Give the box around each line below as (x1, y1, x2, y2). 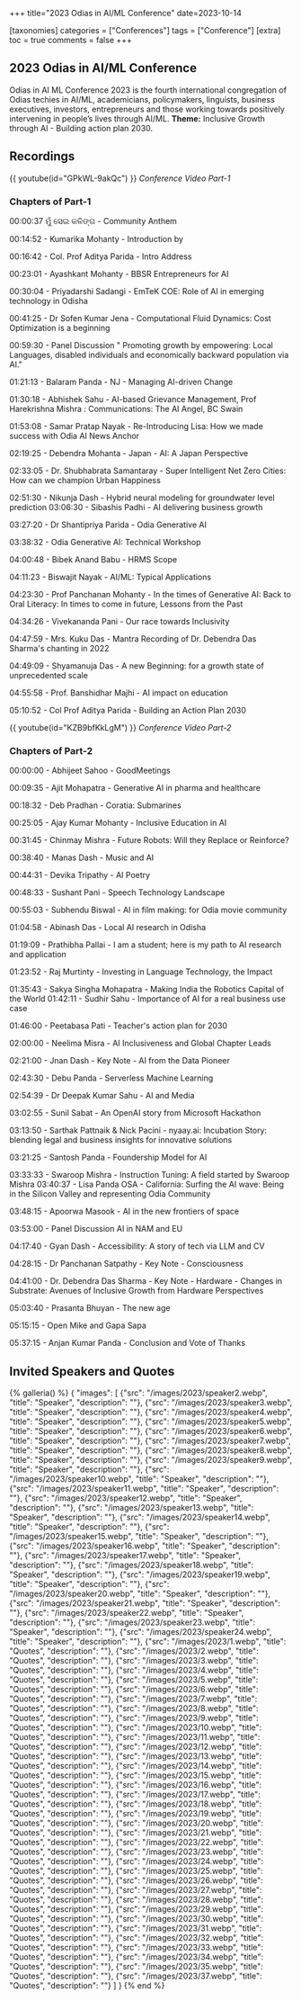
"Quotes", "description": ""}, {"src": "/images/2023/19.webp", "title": (9, 1808, 262, 1819)
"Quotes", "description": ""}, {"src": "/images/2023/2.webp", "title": (9, 1646, 259, 1656)
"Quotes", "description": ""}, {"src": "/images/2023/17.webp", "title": (9, 1789, 261, 1800)
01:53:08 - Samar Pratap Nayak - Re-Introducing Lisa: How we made (9, 420, 263, 431)
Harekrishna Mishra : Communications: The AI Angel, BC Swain (9, 403, 243, 414)
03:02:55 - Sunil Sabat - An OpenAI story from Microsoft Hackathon (9, 1108, 261, 1118)
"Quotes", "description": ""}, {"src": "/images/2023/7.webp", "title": (9, 1693, 258, 1704)
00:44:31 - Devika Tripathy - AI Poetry (9, 870, 151, 881)
